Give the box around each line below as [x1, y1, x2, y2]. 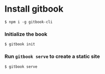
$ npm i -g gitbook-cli [4, 19, 53, 24]
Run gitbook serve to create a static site [4, 53, 100, 60]
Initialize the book [4, 31, 48, 37]
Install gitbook [4, 3, 64, 15]
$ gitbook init [4, 42, 35, 47]
